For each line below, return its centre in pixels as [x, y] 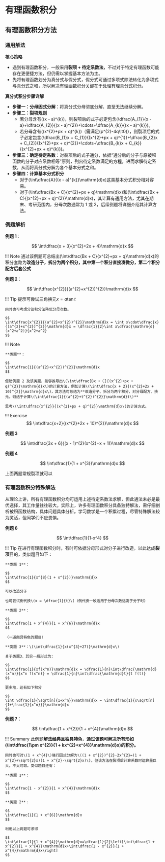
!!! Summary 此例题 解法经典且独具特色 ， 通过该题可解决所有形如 [69, 739]
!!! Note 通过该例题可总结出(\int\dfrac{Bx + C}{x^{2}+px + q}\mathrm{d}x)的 [82, 256]
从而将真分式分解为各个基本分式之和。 [60, 167]
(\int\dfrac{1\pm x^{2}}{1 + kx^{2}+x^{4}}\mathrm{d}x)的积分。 [72, 745]
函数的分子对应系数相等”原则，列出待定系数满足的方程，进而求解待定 [82, 161]
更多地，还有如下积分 [23, 688]
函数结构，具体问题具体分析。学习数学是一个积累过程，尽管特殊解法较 [89, 511]
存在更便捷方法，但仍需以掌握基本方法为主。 [57, 73]
